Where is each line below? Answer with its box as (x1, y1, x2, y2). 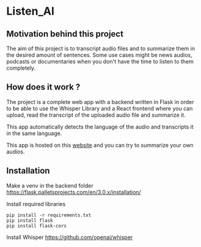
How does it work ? (6, 82, 81, 92)
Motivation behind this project (6, 29, 124, 39)
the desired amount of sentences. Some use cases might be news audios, (6, 51, 192, 59)
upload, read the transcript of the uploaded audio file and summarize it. (6, 111, 186, 119)
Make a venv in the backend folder (6, 182, 93, 189)
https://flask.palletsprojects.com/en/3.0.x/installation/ (6, 188, 142, 196)
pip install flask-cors (6, 223, 67, 229)
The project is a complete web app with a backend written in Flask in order (6, 98, 194, 105)
